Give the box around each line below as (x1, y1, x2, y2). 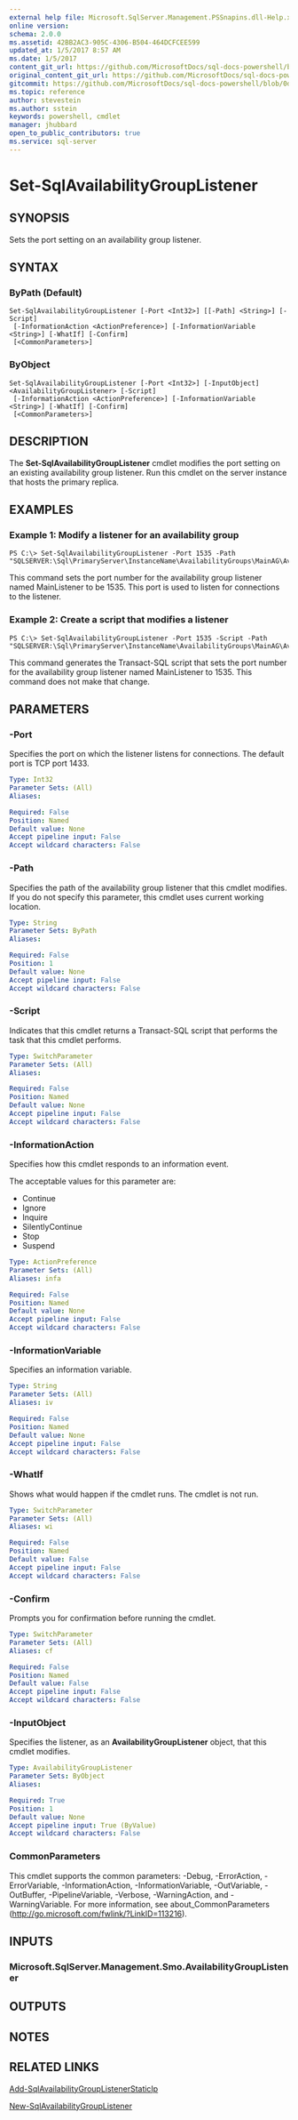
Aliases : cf (9, 1646, 53, 1655)
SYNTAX (9, 260, 59, 276)
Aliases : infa (9, 1273, 62, 1283)
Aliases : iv (9, 1398, 53, 1408)
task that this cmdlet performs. (9, 1034, 122, 1045)
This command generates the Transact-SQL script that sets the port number (9, 657, 287, 668)
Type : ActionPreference (9, 1257, 98, 1267)
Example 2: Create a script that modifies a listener (9, 614, 229, 626)
